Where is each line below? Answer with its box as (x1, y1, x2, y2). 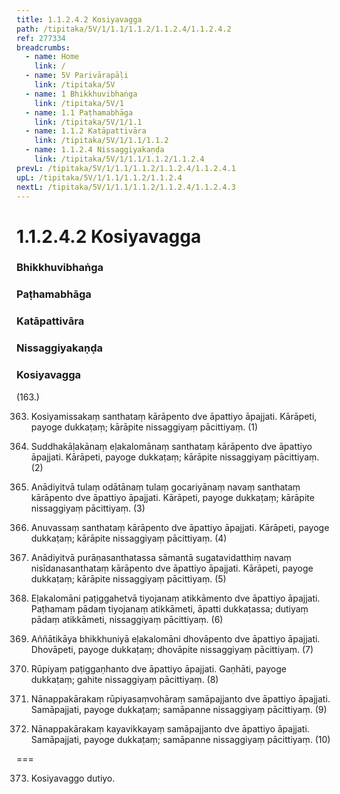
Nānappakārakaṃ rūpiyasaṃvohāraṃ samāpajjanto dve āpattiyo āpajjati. (30, 692, 331, 705)
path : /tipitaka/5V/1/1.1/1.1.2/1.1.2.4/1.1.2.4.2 (16, 24, 232, 34)
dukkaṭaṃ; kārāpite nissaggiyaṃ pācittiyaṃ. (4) (30, 532, 228, 544)
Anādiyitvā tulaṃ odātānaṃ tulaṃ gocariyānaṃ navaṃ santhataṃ (30, 481, 301, 493)
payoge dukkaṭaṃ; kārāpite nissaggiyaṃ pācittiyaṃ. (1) (30, 421, 259, 433)
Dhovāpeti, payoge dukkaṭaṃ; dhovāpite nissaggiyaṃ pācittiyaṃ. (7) (30, 643, 314, 655)
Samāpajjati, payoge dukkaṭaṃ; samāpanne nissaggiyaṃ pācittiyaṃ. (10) (30, 733, 331, 745)
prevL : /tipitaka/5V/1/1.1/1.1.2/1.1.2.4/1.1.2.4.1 (16, 163, 236, 173)
